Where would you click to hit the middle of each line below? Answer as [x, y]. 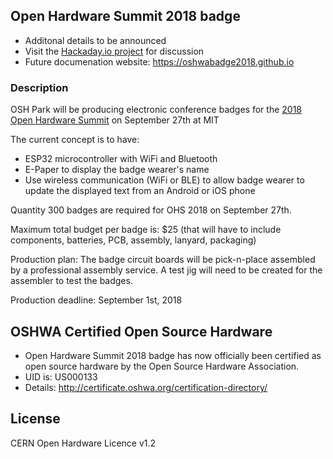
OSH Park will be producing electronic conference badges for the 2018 [156, 110]
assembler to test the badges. [71, 281]
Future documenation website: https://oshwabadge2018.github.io [159, 61]
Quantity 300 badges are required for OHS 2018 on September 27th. [151, 210]
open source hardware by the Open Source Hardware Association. [162, 366]
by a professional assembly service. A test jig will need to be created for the [166, 270]
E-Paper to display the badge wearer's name [117, 170]
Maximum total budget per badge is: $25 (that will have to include [146, 230]
